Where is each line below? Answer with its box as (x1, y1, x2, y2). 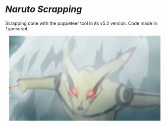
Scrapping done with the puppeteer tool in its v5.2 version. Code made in (5, 20, 157, 26)
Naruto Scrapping (5, 4, 82, 15)
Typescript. (5, 25, 29, 31)
